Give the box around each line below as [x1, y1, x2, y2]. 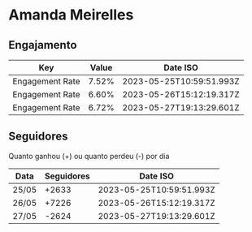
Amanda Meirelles [8, 6, 134, 24]
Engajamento [8, 38, 77, 52]
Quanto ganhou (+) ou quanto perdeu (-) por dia [8, 151, 170, 161]
